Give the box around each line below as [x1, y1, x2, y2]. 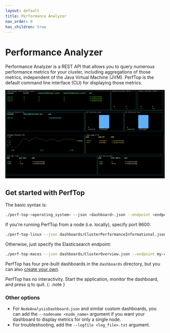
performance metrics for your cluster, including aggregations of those [5, 69, 151, 75]
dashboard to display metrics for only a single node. [12, 316, 121, 322]
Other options [5, 294, 40, 301]
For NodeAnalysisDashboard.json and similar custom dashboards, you [12, 305, 157, 312]
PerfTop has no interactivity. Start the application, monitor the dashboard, [5, 276, 159, 282]
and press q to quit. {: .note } [5, 281, 65, 287]
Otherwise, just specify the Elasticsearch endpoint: [5, 241, 111, 247]
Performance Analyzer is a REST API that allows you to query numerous [5, 63, 155, 70]
